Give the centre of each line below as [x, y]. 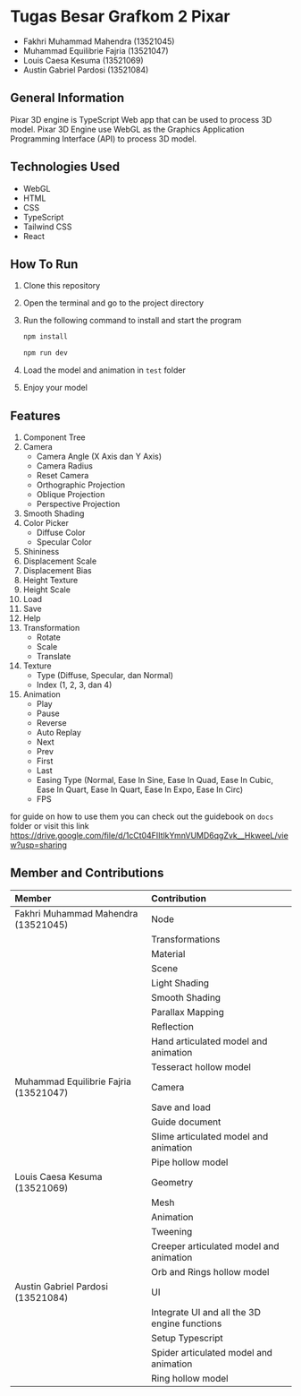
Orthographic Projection [81, 485]
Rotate [48, 637]
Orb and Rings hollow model [210, 1271]
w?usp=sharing [39, 845]
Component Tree [54, 437]
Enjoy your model [55, 388]
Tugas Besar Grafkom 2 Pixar [120, 17]
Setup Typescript [188, 1338]
